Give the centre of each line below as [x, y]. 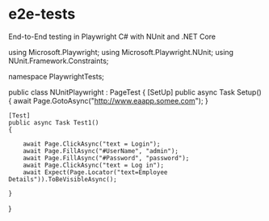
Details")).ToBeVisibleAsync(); [63, 179]
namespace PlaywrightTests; [57, 76]
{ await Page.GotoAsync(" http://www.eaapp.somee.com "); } [108, 100]
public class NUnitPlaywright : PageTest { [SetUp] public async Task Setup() [135, 92]
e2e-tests [42, 14]
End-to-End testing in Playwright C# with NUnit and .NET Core [112, 36]
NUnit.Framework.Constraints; [59, 61]
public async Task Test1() [54, 122]
